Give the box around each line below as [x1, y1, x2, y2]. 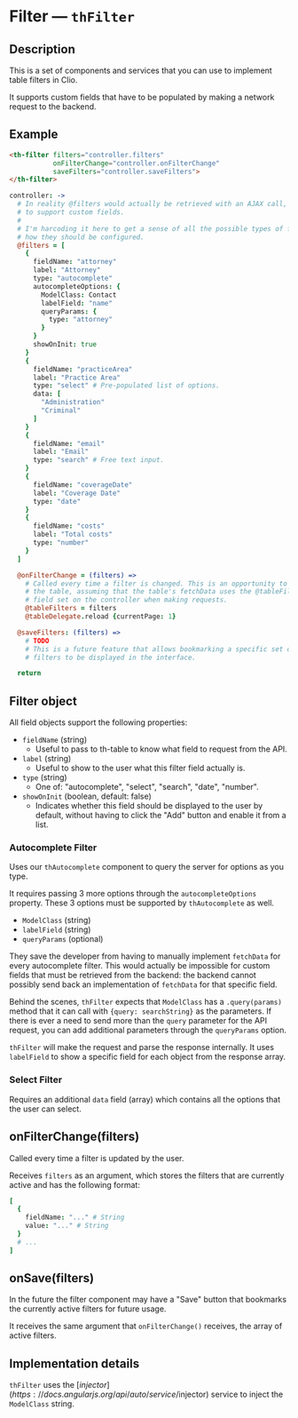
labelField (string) [21, 924, 91, 935]
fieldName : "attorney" [32, 258, 117, 267]
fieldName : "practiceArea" [32, 364, 133, 374]
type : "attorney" [48, 315, 114, 324]
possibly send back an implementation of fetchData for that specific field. [9, 979, 278, 990]
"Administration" [41, 398, 105, 407]
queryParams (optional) [21, 934, 104, 944]
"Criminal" [41, 406, 82, 415]
